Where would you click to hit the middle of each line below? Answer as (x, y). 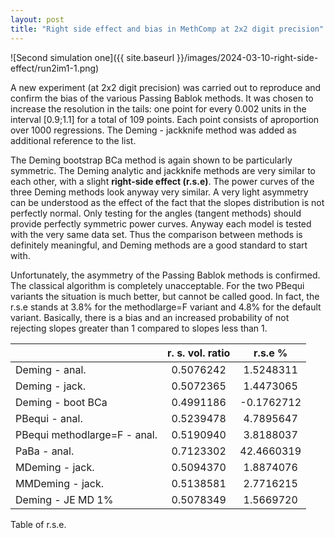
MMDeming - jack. (59, 483)
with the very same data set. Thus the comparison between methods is (156, 234)
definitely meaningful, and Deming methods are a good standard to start (159, 245)
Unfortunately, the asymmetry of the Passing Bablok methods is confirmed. (165, 275)
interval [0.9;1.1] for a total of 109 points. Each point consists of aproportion (165, 119)
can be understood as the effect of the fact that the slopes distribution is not (167, 202)
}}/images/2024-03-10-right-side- (247, 57)
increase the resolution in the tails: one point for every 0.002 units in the (158, 108)
